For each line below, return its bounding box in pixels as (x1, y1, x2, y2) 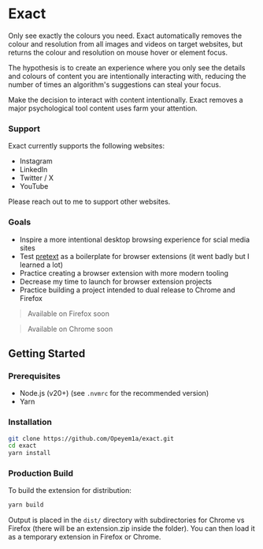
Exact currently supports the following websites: (8, 141, 165, 151)
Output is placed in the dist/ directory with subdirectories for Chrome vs (8, 515, 245, 525)
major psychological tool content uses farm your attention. (8, 103, 198, 113)
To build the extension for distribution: (8, 486, 132, 495)
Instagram (19, 156, 53, 166)
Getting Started (8, 347, 86, 360)
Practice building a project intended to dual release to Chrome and (19, 285, 235, 295)
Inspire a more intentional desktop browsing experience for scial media (19, 235, 250, 244)
